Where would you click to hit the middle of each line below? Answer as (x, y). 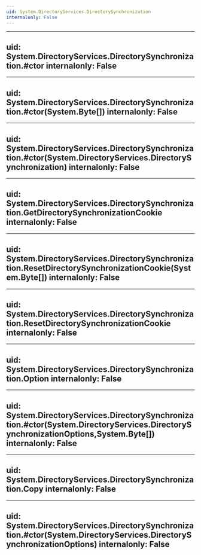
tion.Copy (25, 489)
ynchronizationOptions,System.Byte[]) (80, 434)
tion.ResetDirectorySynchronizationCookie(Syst (99, 268)
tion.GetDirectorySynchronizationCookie (84, 213)
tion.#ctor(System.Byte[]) (56, 112)
